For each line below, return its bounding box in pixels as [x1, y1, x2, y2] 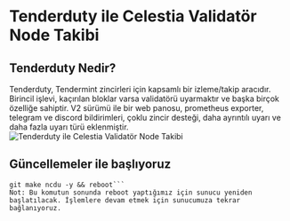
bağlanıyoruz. [9, 203, 62, 212]
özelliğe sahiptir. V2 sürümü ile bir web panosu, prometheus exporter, [9, 103, 264, 113]
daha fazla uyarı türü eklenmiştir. [9, 122, 129, 132]
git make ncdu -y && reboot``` [9, 180, 125, 189]
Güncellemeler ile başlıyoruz [9, 157, 172, 172]
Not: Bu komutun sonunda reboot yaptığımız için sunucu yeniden [9, 188, 253, 197]
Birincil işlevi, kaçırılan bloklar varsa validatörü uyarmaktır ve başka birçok [9, 93, 280, 104]
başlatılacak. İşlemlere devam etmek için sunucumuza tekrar [9, 195, 241, 205]
